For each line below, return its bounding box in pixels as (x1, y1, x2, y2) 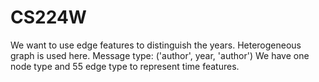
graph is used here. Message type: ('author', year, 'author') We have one (10, 49, 310, 61)
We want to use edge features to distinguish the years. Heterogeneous (10, 39, 302, 51)
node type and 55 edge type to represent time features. (10, 60, 240, 72)
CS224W (10, 6, 87, 29)
